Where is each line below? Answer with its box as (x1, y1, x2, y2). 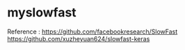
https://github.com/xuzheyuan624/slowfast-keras (7, 34, 150, 42)
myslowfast (7, 5, 77, 21)
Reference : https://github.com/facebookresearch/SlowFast (7, 27, 178, 36)
